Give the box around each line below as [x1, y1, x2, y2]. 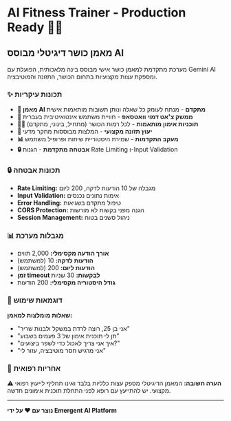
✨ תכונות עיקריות [7, 90, 63, 99]
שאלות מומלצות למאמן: [7, 311, 73, 320]
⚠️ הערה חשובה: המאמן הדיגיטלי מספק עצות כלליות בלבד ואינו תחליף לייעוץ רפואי [7, 379, 222, 387]
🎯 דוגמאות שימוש [7, 295, 63, 305]
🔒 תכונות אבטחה [7, 165, 60, 175]
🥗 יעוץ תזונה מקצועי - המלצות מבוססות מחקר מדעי [16, 127, 153, 136]
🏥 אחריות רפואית [7, 364, 61, 373]
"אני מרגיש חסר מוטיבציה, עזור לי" [16, 347, 107, 355]
